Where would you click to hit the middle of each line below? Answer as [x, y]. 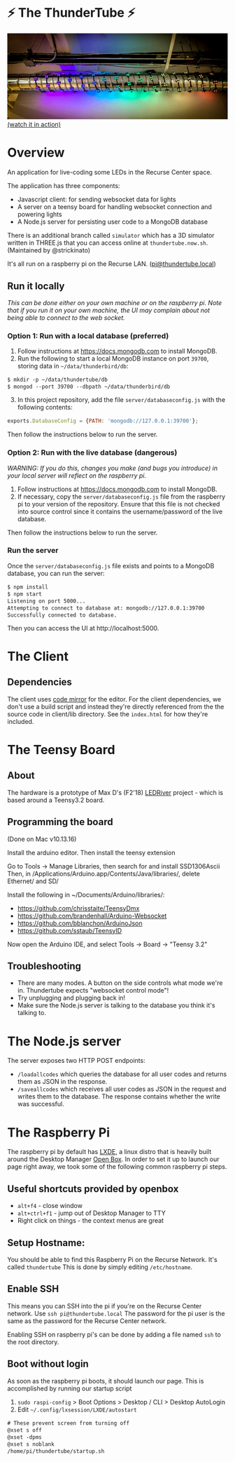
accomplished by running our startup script [70, 1388]
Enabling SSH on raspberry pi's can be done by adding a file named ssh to [114, 1334]
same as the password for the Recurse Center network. [87, 1321]
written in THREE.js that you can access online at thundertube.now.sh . [108, 243]
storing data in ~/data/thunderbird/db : [73, 366]
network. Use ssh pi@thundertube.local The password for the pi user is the [116, 1313]
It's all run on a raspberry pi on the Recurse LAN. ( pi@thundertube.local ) [112, 264]
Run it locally [36, 286]
